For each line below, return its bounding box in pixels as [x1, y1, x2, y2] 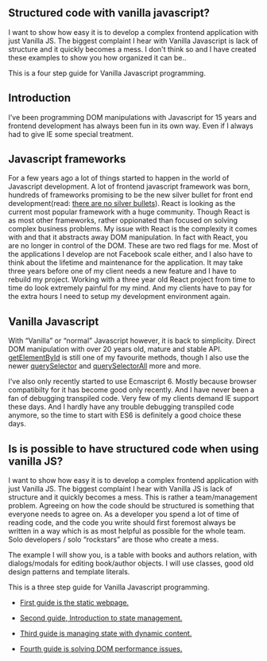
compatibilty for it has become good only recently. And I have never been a [8, 385, 255, 395]
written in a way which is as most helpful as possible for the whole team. [8, 527, 246, 536]
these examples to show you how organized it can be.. [8, 52, 187, 62]
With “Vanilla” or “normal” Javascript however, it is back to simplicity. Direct [8, 336, 256, 345]
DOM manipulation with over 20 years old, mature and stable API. [8, 344, 222, 354]
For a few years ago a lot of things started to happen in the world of [8, 173, 230, 183]
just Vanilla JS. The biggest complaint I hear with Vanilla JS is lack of [8, 484, 233, 494]
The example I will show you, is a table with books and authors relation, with [8, 550, 257, 560]
